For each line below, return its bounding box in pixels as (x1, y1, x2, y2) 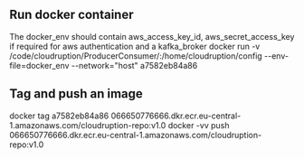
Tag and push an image (9, 86, 143, 102)
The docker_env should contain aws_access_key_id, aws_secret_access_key (9, 31, 295, 42)
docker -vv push (167, 119, 230, 130)
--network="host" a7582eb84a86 (71, 60, 198, 70)
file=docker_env (9, 60, 70, 70)
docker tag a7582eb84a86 (9, 110, 109, 121)
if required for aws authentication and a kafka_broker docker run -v (9, 41, 261, 51)
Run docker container (9, 7, 134, 23)
